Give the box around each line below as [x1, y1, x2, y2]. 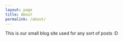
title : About [5, 12, 33, 17]
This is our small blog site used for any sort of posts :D [5, 30, 118, 36]
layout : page [5, 7, 33, 12]
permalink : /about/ [5, 16, 46, 21]
